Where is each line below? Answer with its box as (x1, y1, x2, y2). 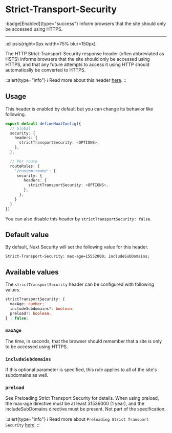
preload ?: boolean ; (10, 311, 52, 316)
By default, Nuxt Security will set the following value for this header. (5, 244, 148, 250)
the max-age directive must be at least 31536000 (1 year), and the (5, 400, 145, 407)
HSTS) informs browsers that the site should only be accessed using (5, 56, 150, 62)
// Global (10, 126, 31, 131)
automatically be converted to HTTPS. (5, 66, 86, 73)
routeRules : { (10, 164, 40, 169)
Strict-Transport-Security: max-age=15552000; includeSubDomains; (5, 254, 150, 259)
